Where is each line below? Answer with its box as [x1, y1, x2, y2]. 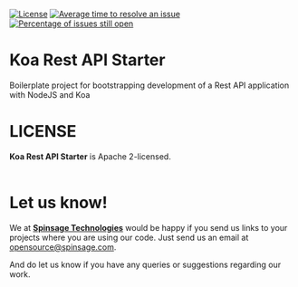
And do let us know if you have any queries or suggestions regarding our [9, 259, 282, 270]
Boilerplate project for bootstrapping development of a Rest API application [9, 80, 290, 91]
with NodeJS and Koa [9, 89, 91, 100]
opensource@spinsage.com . [9, 241, 117, 253]
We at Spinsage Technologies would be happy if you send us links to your [9, 222, 288, 233]
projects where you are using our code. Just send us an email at [9, 232, 249, 243]
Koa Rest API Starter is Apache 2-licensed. [9, 150, 172, 162]
